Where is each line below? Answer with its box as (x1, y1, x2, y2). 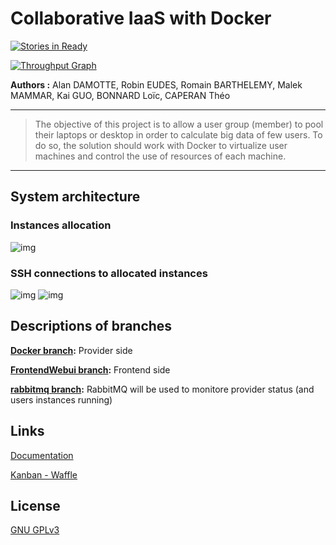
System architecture (10, 188, 141, 206)
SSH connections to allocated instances (10, 266, 208, 280)
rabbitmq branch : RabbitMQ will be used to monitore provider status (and (10, 383, 315, 395)
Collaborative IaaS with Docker (10, 7, 272, 30)
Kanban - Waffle (10, 468, 78, 481)
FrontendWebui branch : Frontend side (10, 363, 171, 376)
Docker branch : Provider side (10, 344, 133, 356)
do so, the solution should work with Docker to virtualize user (34, 139, 288, 151)
